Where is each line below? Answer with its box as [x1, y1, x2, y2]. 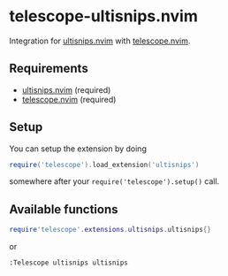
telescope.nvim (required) [21, 94, 117, 104]
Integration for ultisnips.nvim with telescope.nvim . [9, 35, 191, 46]
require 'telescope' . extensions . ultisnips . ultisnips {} [9, 226, 212, 234]
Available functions [9, 202, 118, 217]
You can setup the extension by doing [9, 143, 148, 154]
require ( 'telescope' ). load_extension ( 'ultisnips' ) [9, 160, 200, 169]
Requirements [9, 61, 88, 76]
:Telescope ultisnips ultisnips [9, 258, 128, 267]
